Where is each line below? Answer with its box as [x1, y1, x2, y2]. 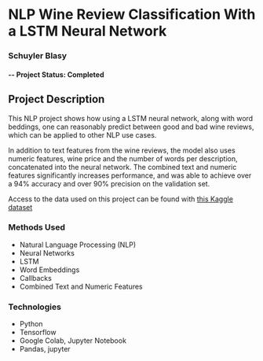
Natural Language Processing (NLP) [19, 240, 137, 249]
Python [19, 319, 43, 329]
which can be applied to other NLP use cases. [8, 130, 157, 139]
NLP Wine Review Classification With [8, 6, 256, 24]
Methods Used [8, 222, 65, 233]
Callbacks [19, 273, 53, 282]
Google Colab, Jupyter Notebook [19, 336, 127, 345]
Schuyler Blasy [8, 50, 68, 61]
